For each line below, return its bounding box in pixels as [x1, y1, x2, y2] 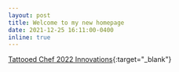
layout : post [8, 11, 51, 20]
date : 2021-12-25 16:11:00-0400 [8, 26, 114, 34]
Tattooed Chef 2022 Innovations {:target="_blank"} [8, 55, 172, 64]
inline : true [8, 33, 51, 41]
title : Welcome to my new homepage [8, 19, 125, 27]
